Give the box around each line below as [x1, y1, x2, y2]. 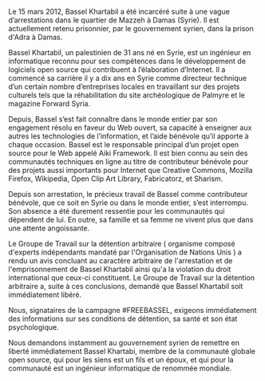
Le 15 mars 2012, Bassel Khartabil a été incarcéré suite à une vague [8, 7, 230, 16]
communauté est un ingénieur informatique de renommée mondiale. [8, 363, 232, 373]
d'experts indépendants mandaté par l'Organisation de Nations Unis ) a [8, 247, 242, 257]
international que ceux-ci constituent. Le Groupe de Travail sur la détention [8, 273, 255, 283]
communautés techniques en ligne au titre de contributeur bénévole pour [8, 157, 249, 166]
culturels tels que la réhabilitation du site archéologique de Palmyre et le [8, 90, 245, 99]
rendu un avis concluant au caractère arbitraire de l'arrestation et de [8, 256, 233, 265]
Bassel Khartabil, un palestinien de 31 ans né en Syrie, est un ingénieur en [8, 48, 251, 57]
